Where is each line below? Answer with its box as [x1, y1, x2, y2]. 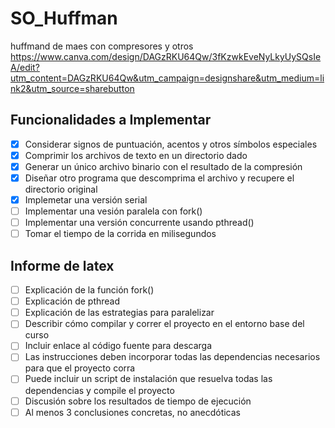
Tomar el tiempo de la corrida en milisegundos [24, 228, 217, 240]
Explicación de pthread [24, 295, 121, 307]
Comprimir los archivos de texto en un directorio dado [24, 149, 248, 161]
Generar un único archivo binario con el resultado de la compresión [24, 160, 303, 172]
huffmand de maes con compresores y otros [10, 40, 194, 52]
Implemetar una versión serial [24, 194, 148, 206]
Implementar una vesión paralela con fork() [24, 205, 203, 217]
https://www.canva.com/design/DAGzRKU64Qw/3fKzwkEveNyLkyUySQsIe [10, 50, 322, 62]
